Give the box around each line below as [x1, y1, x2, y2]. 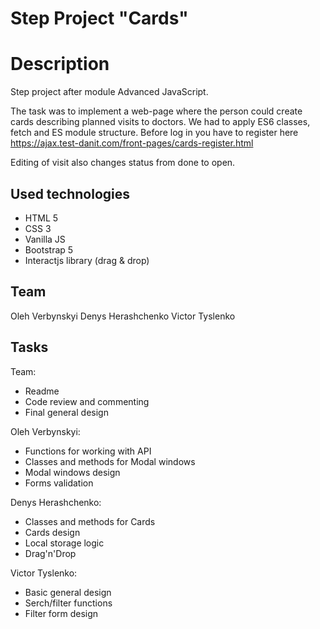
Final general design [24, 406, 109, 418]
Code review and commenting [24, 395, 150, 407]
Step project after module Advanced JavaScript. [10, 86, 209, 98]
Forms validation [24, 477, 94, 489]
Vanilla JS [24, 233, 66, 245]
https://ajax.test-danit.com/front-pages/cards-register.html [10, 137, 254, 149]
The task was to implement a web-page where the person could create [10, 105, 303, 117]
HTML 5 [24, 212, 59, 224]
